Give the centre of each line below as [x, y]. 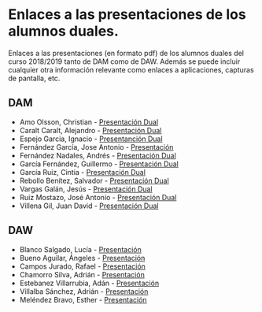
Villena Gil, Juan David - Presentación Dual [89, 206]
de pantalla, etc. [34, 78]
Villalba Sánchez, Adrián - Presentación [84, 291]
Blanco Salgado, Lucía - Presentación [80, 249]
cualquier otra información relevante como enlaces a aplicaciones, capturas [131, 69]
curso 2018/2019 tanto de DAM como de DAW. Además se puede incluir [124, 61]
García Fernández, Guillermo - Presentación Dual [99, 164]
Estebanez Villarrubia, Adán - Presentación [89, 283]
